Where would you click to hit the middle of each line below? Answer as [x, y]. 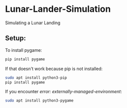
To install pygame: [24, 50]
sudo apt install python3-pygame [39, 101]
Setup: [16, 38]
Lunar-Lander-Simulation [58, 9]
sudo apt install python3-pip [36, 77]
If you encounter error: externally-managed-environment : [63, 92]
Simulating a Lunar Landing [33, 23]
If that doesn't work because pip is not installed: [54, 69]
